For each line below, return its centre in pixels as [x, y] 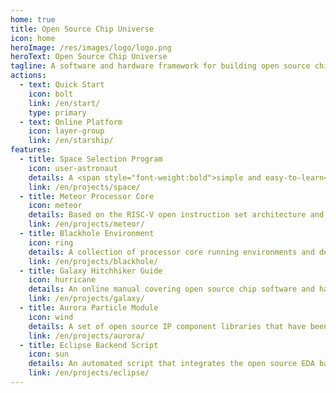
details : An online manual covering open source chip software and [171, 289]
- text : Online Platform [71, 122]
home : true [33, 19]
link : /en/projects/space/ [84, 187]
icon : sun [49, 354]
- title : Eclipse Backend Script [89, 345]
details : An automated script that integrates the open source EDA [171, 364]
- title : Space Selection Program [91, 159]
